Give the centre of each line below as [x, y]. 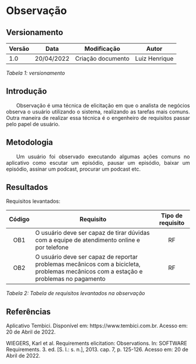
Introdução [27, 91]
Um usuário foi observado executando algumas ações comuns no [103, 157]
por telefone [52, 248]
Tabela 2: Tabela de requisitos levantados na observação [76, 293]
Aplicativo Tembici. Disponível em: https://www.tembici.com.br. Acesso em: [97, 326]
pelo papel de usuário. [33, 124]
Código [19, 219]
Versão [19, 49]
